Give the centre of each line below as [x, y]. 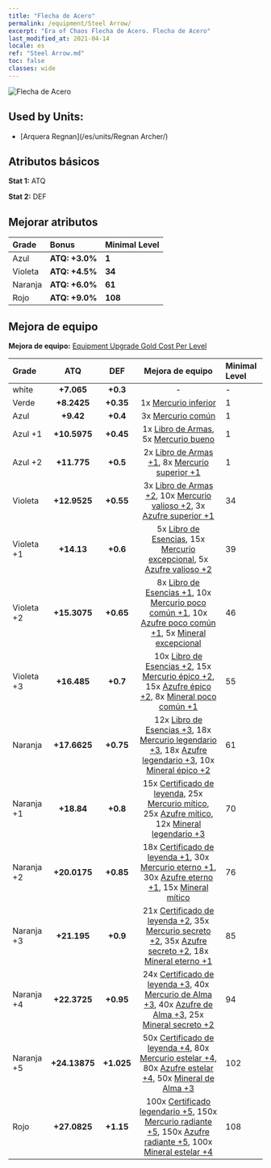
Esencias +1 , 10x [178, 592]
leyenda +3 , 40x [178, 984]
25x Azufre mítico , [178, 814]
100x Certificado [178, 1101]
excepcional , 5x [178, 559]
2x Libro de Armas [178, 452]
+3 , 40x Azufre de [179, 1004]
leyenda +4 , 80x [178, 1048]
